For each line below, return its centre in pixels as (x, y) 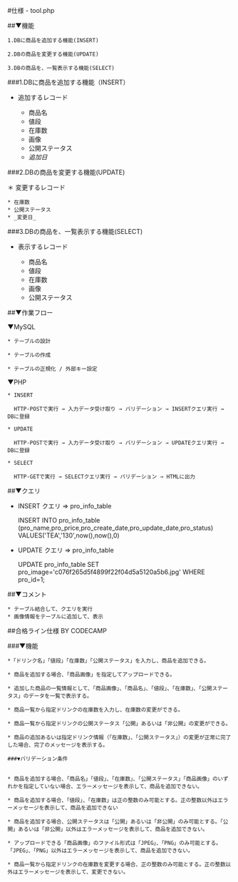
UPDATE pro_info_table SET (58, 564)
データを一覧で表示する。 (60, 696)
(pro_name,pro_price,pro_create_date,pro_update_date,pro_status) (115, 528)
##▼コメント (27, 594)
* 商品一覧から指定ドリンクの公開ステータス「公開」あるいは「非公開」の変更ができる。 (119, 724)
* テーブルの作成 (29, 355)
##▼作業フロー (30, 313)
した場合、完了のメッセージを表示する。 (58, 745)
